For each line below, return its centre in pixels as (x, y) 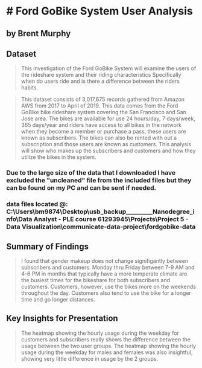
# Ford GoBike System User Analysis (99, 11)
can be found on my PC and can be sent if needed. (81, 188)
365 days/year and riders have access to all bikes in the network (101, 125)
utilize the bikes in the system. (58, 157)
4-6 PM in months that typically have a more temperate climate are (104, 274)
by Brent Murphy (39, 34)
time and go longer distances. (58, 300)
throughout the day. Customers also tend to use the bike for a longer (106, 293)
